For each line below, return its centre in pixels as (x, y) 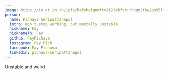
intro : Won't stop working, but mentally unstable (64, 24)
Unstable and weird (25, 67)
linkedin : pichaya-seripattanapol (45, 52)
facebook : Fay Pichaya (33, 48)
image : (12, 10)
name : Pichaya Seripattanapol (41, 19)
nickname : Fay (24, 29)
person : (13, 15)
